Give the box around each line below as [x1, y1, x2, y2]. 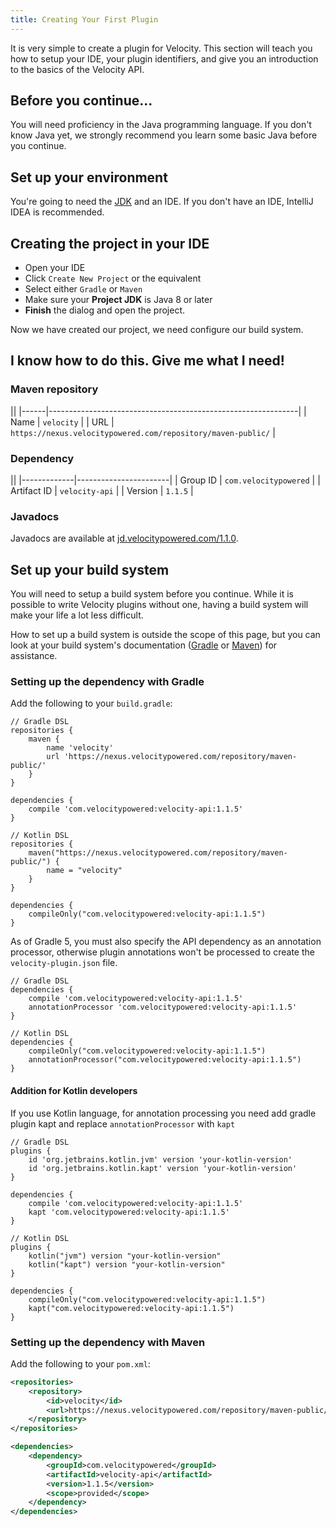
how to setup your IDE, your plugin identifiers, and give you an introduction [10, 52, 319, 65]
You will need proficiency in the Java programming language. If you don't [10, 119, 312, 131]
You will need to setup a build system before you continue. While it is [10, 588, 295, 600]
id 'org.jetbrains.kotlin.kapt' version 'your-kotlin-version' [28, 1163, 298, 1173]
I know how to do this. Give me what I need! [10, 352, 285, 370]
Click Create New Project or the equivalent [24, 272, 202, 285]
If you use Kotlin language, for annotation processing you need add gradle [10, 1107, 317, 1119]
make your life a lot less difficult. [10, 609, 144, 621]
